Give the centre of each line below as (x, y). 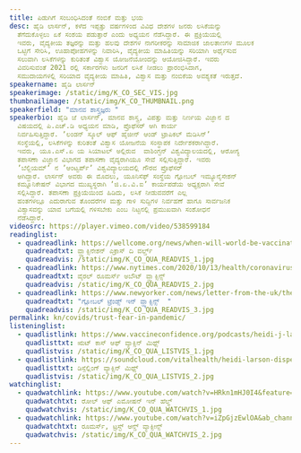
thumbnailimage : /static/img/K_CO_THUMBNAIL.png (102, 101)
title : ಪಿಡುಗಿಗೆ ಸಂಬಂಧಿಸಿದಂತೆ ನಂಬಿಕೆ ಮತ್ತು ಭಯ (76, 17)
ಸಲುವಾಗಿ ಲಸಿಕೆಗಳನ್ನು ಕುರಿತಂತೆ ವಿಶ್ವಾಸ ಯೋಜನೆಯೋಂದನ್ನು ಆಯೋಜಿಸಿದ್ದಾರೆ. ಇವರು (118, 59)
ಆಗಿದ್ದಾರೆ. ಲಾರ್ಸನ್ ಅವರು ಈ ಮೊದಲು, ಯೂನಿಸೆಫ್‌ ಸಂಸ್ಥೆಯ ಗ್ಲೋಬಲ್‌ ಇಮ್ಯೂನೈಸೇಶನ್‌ (127, 176)
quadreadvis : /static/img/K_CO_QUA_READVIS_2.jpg (120, 284)
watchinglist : (36, 385)
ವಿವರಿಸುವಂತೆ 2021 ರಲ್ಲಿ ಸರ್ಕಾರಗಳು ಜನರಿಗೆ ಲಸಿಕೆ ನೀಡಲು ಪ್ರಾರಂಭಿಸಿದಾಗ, (110, 68)
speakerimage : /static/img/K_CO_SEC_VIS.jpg (94, 92)
